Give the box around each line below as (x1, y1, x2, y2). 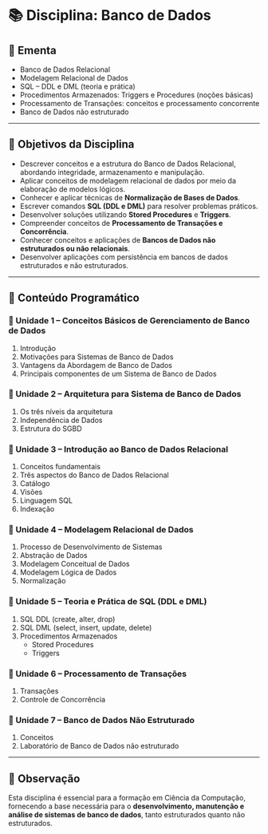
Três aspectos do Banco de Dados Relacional (19, 470, 169, 480)
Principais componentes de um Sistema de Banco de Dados (19, 369, 217, 378)
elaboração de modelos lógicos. (19, 184, 126, 194)
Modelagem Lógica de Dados (19, 567, 117, 577)
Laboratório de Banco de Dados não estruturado (19, 741, 179, 751)
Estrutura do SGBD (19, 424, 82, 433)
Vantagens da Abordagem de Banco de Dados (19, 360, 173, 370)
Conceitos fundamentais (19, 462, 101, 472)
